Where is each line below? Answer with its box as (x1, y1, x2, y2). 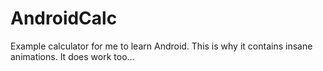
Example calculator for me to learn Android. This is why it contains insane (10, 40, 313, 52)
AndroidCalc (10, 7, 118, 30)
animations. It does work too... (10, 50, 135, 62)
